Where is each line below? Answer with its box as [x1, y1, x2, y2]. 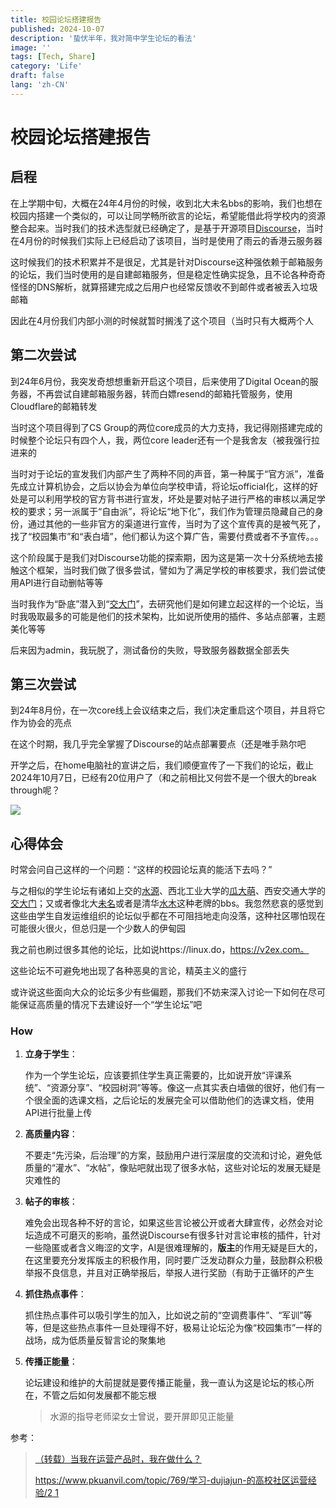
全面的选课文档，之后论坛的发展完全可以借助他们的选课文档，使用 [42, 1094, 315, 1106]
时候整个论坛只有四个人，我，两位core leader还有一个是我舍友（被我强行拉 [10, 434, 321, 446]
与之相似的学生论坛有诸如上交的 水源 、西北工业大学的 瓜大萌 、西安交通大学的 [10, 885, 326, 897]
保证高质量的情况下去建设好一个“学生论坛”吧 [18, 999, 203, 1011]
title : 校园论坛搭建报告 [10, 14, 102, 25]
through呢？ [10, 784, 61, 796]
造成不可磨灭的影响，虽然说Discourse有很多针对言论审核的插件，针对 [33, 1229, 322, 1241]
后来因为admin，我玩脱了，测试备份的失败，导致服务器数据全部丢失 [10, 644, 290, 656]
